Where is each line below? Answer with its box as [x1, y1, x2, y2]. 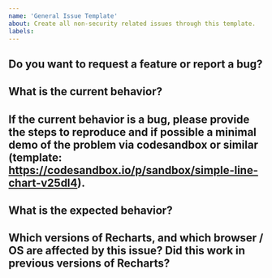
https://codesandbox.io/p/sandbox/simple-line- [8, 163, 258, 177]
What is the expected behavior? [8, 203, 173, 217]
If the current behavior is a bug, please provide [8, 112, 250, 126]
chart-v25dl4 [8, 176, 78, 189]
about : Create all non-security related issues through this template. [8, 20, 256, 28]
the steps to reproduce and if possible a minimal [8, 125, 257, 139]
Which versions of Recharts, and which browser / [8, 231, 264, 245]
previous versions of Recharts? [8, 257, 171, 271]
